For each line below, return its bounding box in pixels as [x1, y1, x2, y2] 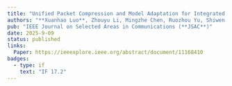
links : [7, 42, 26, 49]
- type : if [13, 62, 45, 69]
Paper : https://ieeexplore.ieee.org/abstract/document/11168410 [13, 49, 204, 56]
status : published [7, 36, 60, 43]
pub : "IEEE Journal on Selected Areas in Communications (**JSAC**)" [7, 23, 213, 30]
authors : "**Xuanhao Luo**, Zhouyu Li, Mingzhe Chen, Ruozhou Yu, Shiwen [7, 17, 226, 24]
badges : [7, 55, 30, 62]
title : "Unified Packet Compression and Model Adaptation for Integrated [7, 10, 226, 17]
